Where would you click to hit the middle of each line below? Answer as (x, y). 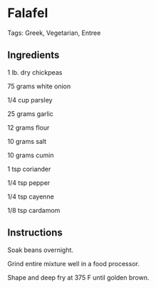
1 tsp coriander (29, 169)
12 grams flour (28, 127)
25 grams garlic (30, 114)
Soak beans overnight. (40, 250)
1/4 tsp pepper (29, 182)
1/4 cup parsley (30, 100)
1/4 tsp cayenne (31, 196)
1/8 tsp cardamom (34, 210)
